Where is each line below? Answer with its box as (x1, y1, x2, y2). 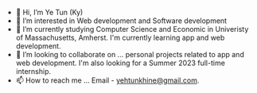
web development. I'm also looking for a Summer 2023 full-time (15, 58, 225, 68)
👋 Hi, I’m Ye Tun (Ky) (15, 8, 84, 17)
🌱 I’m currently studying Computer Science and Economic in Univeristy (15, 25, 249, 33)
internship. (15, 67, 52, 76)
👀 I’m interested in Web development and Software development (15, 16, 228, 25)
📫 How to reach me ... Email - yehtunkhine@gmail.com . (15, 76, 200, 85)
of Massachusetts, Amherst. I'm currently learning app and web (15, 33, 225, 42)
